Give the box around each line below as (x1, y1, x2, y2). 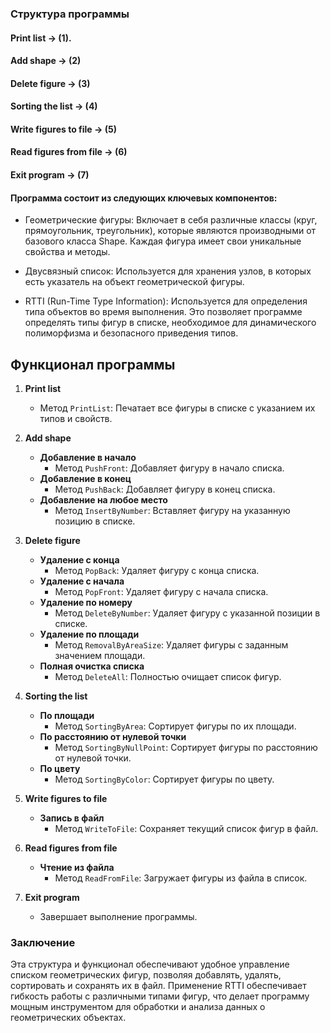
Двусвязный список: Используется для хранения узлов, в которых (24, 265, 312, 277)
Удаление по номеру (39, 597, 133, 609)
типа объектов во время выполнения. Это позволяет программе (24, 306, 303, 318)
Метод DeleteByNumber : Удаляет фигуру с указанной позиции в (54, 607, 321, 619)
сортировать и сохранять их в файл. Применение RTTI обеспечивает (10, 980, 307, 992)
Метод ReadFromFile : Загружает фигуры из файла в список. (54, 872, 308, 884)
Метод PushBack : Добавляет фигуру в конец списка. (54, 483, 276, 496)
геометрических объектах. (10, 1012, 127, 1024)
